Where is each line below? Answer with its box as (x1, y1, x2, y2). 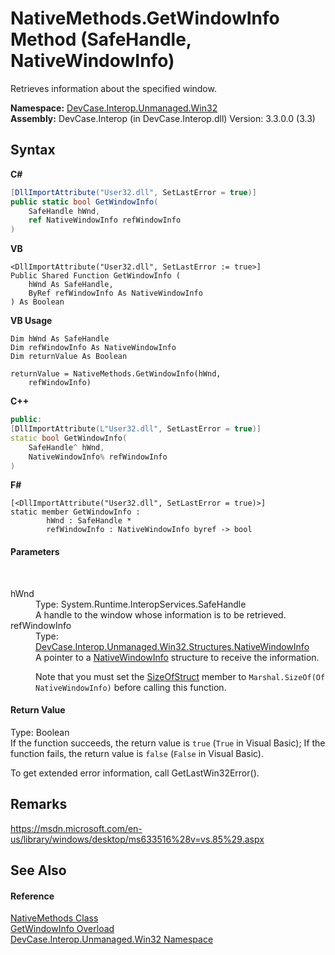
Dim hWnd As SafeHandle (10, 334, 110, 344)
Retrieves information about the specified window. (10, 82, 217, 94)
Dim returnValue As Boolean (10, 352, 128, 362)
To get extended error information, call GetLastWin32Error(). (10, 767, 260, 779)
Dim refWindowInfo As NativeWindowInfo (10, 343, 177, 353)
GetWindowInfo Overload (10, 923, 115, 935)
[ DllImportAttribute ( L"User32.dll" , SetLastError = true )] (10, 424, 262, 434)
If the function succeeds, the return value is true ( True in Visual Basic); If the (10, 737, 326, 749)
